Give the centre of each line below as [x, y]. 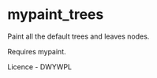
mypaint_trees [56, 15]
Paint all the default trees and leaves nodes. [78, 36]
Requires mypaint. [37, 51]
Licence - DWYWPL [40, 67]
